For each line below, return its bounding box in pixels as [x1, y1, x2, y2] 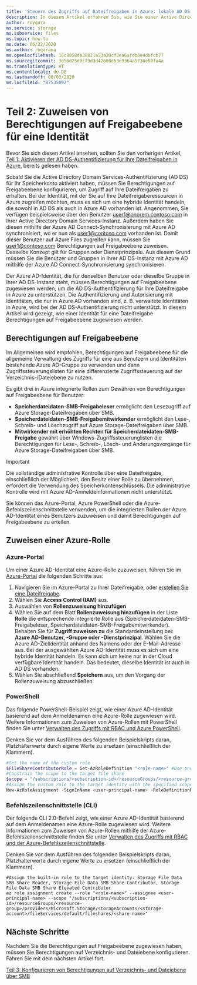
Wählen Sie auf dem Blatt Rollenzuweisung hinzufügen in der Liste [14, 609, 178, 616]
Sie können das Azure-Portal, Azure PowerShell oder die [6, 500, 142, 507]
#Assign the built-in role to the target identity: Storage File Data [6, 875, 182, 881]
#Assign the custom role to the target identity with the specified [6, 782, 177, 788]
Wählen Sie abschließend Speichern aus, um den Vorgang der [14, 671, 166, 678]
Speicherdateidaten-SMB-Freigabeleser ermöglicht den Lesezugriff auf [14, 402, 191, 410]
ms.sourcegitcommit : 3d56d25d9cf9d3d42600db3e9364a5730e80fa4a [6, 58, 164, 64]
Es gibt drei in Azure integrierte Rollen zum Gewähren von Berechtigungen [6, 385, 186, 392]
